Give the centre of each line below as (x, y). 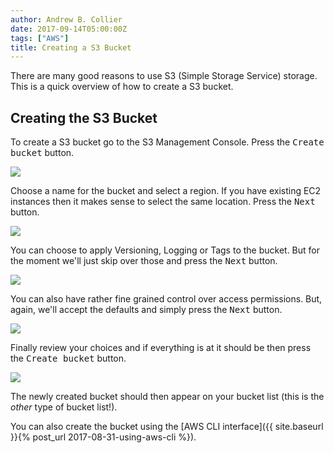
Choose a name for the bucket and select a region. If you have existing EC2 (166, 191)
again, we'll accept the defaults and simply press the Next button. (146, 310)
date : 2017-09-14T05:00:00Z (69, 29)
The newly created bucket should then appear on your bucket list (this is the (167, 397)
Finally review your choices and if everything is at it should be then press (161, 348)
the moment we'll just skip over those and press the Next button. (144, 261)
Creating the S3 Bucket (84, 117)
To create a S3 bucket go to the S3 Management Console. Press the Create (167, 142)
